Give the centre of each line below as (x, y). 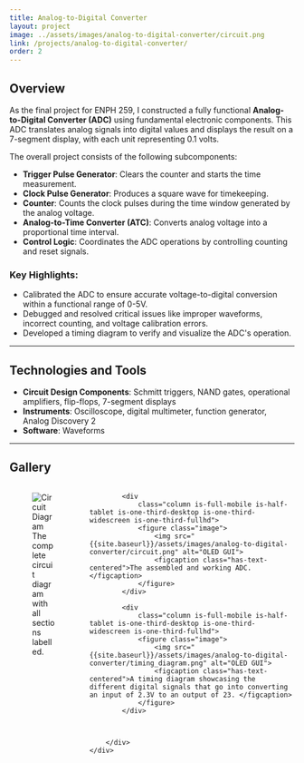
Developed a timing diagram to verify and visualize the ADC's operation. (157, 333)
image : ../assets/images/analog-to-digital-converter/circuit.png (137, 34)
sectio (43, 622)
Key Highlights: (44, 275)
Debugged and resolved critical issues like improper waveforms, (142, 314)
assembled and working (189, 568)
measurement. (49, 183)
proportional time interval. (71, 231)
